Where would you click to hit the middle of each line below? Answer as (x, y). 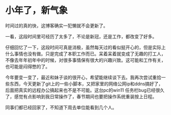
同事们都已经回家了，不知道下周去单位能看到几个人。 (61, 107)
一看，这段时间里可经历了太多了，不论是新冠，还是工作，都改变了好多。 (81, 36)
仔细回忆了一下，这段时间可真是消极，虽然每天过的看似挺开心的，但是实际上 (85, 47)
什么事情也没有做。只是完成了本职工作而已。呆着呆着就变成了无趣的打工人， (85, 54)
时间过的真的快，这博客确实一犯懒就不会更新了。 (56, 26)
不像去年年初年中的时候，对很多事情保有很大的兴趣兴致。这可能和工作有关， (85, 60)
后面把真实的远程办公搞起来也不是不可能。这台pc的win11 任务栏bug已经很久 (85, 90)
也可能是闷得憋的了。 (27, 66)
